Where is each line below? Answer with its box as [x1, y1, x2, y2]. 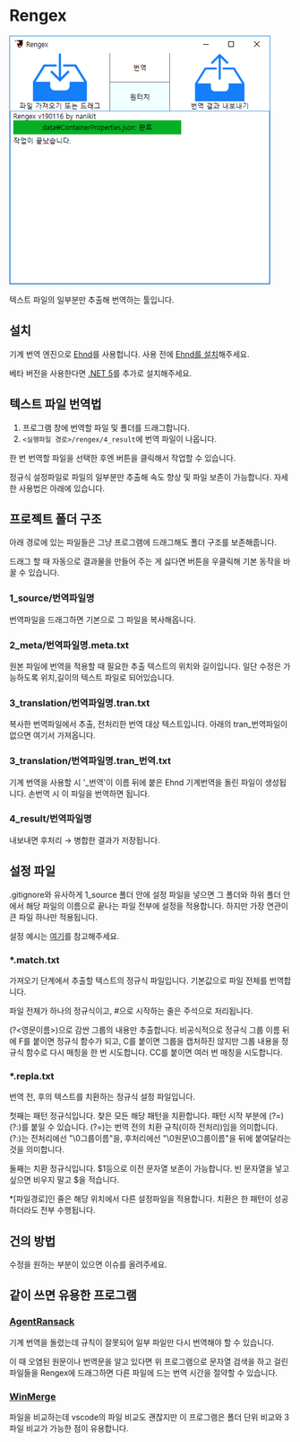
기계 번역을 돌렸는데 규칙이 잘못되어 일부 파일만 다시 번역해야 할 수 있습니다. [9, 1337, 275, 1348]
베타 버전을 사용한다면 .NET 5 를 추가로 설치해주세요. [9, 367, 193, 378]
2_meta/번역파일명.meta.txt [9, 638, 130, 651]
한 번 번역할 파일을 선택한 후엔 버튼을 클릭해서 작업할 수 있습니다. [9, 453, 236, 463]
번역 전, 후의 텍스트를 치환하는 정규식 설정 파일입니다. [9, 1092, 195, 1103]
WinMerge [9, 1390, 56, 1402]
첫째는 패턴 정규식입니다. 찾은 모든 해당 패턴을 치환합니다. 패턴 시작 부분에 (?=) [9, 1111, 285, 1121]
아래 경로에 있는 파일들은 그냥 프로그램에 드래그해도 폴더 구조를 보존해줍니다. [9, 537, 278, 548]
